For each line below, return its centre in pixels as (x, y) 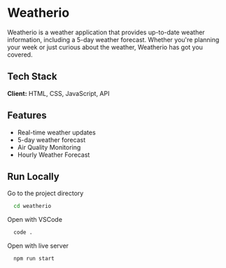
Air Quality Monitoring (49, 147)
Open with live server (38, 246)
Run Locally (33, 176)
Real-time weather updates (56, 132)
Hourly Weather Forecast (54, 155)
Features (27, 116)
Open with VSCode (35, 220)
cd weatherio (33, 206)
